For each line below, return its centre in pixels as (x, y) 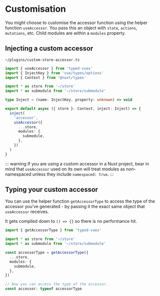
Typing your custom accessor (52, 190)
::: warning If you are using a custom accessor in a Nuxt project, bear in (77, 163)
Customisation (35, 9)
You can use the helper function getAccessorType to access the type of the (80, 201)
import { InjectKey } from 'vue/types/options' (55, 73)
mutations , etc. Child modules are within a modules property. (65, 33)
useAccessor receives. (27, 212)
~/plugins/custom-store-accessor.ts (42, 60)
